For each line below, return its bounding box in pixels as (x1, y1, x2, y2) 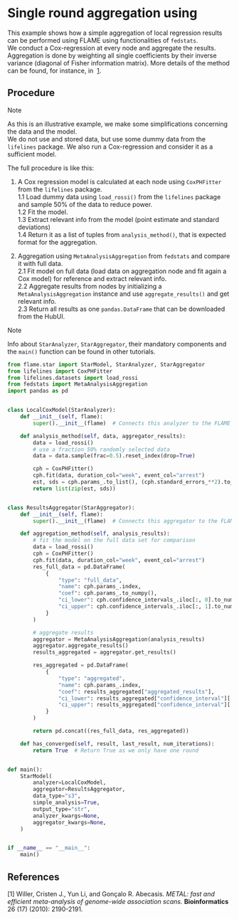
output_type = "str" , (33, 805, 91, 812)
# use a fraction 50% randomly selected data (33, 446, 171, 453)
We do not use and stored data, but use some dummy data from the (7, 134, 206, 143)
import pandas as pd (7, 388, 69, 395)
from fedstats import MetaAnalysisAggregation (7, 381, 148, 388)
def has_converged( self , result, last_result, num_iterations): (20, 740, 215, 748)
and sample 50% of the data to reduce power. (17, 200, 153, 208)
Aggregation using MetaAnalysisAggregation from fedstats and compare (17, 251, 230, 260)
